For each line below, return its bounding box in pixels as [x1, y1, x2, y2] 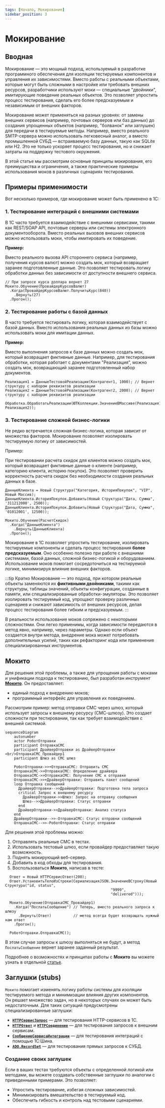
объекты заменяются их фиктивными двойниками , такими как [5, 581, 140, 587]
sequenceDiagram [5, 730, 38, 735]
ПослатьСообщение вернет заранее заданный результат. [5, 944, 119, 950]
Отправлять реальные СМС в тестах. [12, 839, 90, 845]
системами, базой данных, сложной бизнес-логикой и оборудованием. [5, 555, 156, 561]
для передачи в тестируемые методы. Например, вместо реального [5, 128, 150, 134]
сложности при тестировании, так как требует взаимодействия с [5, 715, 143, 721]
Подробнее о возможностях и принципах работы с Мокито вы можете [5, 954, 155, 960]
